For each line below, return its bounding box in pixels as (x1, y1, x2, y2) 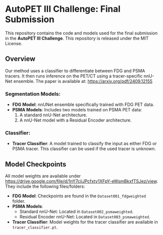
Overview (5, 55, 36, 63)
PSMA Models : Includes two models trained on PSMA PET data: (12, 107, 142, 113)
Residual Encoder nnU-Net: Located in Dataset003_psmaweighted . (19, 214, 151, 220)
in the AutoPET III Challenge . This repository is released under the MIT (5, 35, 149, 41)
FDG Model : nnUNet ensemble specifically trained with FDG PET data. (12, 102, 155, 107)
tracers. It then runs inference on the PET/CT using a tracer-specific (5, 73, 143, 79)
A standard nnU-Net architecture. (19, 112, 87, 118)
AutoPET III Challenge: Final (5, 3, 121, 15)
